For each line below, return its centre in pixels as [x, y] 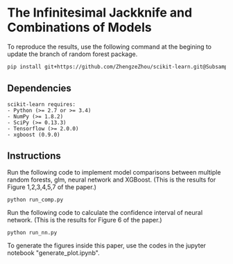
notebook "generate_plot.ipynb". [53, 253]
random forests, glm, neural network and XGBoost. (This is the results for [112, 180]
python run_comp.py [35, 200]
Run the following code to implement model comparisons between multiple [114, 173]
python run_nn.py [32, 233]
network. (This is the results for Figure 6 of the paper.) [85, 220]
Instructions [34, 156]
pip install [24, 67]
